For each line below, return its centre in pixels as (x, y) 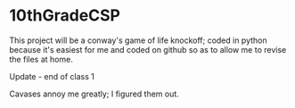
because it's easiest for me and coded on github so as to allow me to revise (148, 49)
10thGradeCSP (65, 16)
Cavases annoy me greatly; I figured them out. (94, 94)
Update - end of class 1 (52, 76)
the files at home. (41, 59)
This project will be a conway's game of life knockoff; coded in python (138, 40)
